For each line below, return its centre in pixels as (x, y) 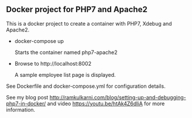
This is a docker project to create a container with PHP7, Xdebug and (89, 23)
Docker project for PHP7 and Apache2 (77, 10)
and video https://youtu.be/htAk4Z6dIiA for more (106, 103)
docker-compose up (39, 41)
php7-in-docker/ (26, 103)
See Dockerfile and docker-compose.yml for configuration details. (86, 86)
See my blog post (27, 97)
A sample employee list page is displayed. (65, 74)
